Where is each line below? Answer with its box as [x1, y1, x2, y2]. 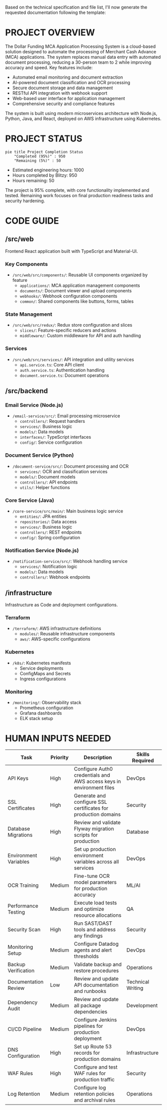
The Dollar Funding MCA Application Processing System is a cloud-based [5, 43, 156, 49]
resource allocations [74, 911, 122, 918]
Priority [50, 754, 69, 761]
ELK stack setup [19, 716, 53, 722]
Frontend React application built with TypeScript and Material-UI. [5, 248, 138, 254]
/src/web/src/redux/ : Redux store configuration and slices [12, 322, 133, 328]
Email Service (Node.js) [5, 402, 63, 409]
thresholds [74, 953, 99, 960]
